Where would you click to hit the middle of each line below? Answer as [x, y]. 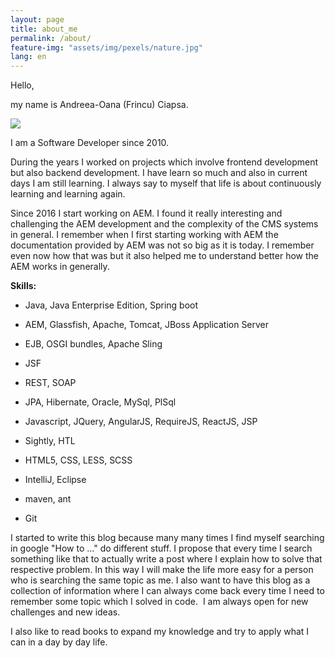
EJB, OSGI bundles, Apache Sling [93, 344]
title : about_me [44, 29]
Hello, [22, 85]
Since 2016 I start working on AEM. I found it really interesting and [146, 213]
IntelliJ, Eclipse [55, 480]
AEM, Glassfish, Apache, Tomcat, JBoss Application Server [147, 325]
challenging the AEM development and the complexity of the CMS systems [164, 224]
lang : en [28, 57]
